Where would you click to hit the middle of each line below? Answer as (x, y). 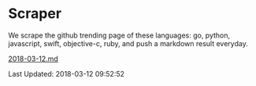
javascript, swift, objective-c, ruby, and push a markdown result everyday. (128, 43)
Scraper (35, 14)
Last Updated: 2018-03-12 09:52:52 (66, 73)
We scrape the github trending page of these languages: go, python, (119, 35)
